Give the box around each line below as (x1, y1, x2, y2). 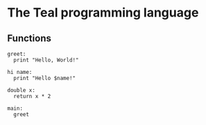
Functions (7, 32, 52, 44)
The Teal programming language (7, 5, 199, 21)
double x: (7, 87, 36, 94)
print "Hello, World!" (13, 57, 79, 64)
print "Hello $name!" (13, 75, 76, 81)
